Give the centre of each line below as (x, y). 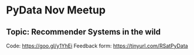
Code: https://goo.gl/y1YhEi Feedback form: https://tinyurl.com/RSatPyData (97, 46)
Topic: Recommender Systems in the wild (84, 32)
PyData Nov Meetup (56, 10)
